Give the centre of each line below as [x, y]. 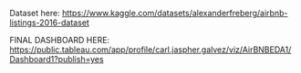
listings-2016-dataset [49, 23]
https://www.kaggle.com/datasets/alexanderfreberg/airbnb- [175, 13]
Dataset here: [35, 13]
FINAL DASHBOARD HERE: [60, 40]
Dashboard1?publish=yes [57, 59]
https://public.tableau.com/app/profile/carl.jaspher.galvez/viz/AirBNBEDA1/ [150, 50]
